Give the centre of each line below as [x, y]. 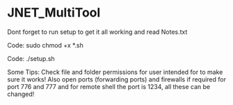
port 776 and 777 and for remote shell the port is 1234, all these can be [109, 86]
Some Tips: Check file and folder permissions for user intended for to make [115, 72]
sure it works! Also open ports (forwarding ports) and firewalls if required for [116, 79]
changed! [21, 94]
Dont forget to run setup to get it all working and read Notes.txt [97, 32]
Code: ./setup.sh [31, 58]
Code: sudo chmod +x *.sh [45, 45]
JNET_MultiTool [54, 13]
